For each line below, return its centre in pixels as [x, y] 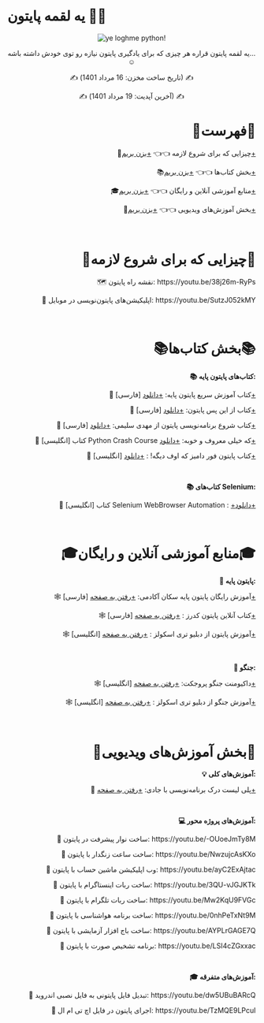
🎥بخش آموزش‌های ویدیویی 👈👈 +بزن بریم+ [190, 209]
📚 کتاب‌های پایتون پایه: [223, 376]
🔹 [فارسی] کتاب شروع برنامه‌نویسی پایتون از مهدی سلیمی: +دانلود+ [156, 425]
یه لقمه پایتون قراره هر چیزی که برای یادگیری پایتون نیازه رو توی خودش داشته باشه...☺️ [132, 57]
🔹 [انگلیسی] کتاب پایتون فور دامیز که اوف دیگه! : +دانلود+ [171, 456]
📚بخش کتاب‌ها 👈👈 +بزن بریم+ [206, 172]
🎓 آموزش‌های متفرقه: [223, 976]
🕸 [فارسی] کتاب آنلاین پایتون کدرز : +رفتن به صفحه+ [177, 615]
